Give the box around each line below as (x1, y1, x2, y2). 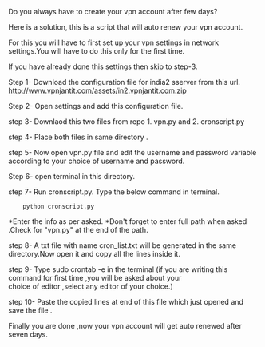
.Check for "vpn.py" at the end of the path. (8, 225, 149, 234)
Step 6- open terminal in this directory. (8, 172, 136, 181)
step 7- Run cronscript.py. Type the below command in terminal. (8, 187, 220, 197)
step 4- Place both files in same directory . (8, 132, 148, 142)
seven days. (8, 329, 48, 339)
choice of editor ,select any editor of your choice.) (8, 281, 173, 291)
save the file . (8, 305, 53, 315)
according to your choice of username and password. (8, 156, 185, 166)
